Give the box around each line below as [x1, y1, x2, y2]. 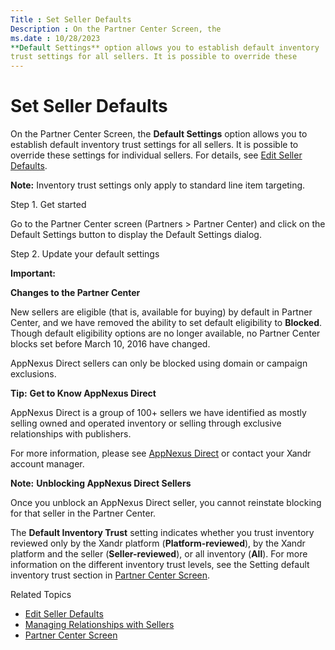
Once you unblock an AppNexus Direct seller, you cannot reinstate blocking [10, 497, 322, 509]
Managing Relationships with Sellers [24, 619, 175, 631]
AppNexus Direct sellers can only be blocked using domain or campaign [10, 357, 308, 370]
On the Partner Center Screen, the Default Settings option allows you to [10, 128, 308, 140]
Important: [10, 267, 56, 280]
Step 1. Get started [10, 199, 87, 211]
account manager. [10, 458, 85, 470]
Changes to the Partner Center [10, 287, 141, 299]
